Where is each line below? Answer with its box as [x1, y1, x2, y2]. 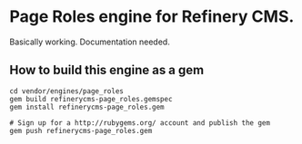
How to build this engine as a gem [9, 62, 205, 78]
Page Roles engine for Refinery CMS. [9, 6, 295, 27]
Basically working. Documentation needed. [9, 36, 170, 47]
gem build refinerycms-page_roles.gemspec [9, 94, 173, 103]
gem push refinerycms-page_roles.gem [9, 126, 153, 135]
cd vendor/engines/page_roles [9, 86, 125, 96]
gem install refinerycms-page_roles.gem [9, 102, 166, 111]
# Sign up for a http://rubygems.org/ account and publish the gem [9, 118, 271, 128]
